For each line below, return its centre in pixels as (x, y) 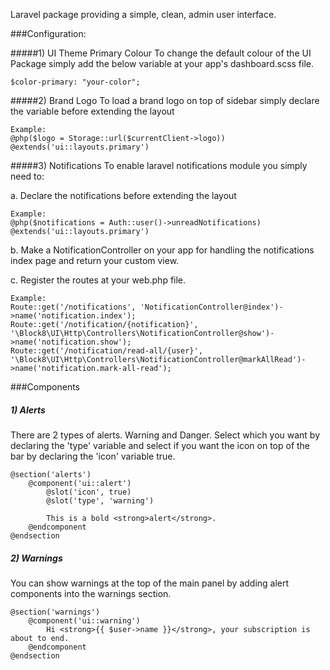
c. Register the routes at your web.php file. (98, 280)
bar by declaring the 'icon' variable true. (93, 456)
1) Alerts (28, 410)
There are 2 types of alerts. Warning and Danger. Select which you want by (165, 435)
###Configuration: (48, 33)
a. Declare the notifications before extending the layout (123, 195)
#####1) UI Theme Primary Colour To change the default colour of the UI (161, 53)
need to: (27, 176)
